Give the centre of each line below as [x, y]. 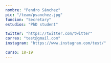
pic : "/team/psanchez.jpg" [34, 15]
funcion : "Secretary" [28, 19]
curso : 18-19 [19, 52]
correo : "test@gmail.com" [33, 38]
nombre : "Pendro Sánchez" [33, 10]
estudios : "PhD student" [32, 24]
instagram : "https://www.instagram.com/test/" [56, 43]
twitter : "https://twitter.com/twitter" [49, 34]
